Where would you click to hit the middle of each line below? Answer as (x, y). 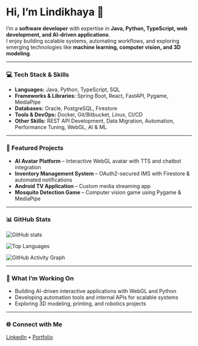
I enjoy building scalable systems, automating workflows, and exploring (93, 41)
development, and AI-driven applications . (58, 34)
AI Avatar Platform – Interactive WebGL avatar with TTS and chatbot (98, 161)
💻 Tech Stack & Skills (38, 74)
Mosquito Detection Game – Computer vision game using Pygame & (98, 192)
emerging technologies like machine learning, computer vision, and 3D (93, 47)
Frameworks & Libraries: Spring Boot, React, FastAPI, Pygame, (91, 96)
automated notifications (43, 180)
